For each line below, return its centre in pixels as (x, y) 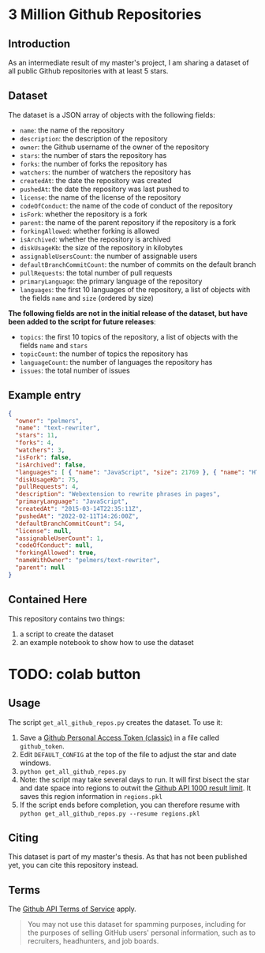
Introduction (39, 44)
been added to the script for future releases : (82, 321)
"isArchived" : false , (51, 465)
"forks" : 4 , (35, 443)
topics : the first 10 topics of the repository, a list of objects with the (129, 336)
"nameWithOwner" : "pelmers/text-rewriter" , (88, 561)
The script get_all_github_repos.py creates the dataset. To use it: (116, 722)
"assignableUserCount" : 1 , (60, 538)
